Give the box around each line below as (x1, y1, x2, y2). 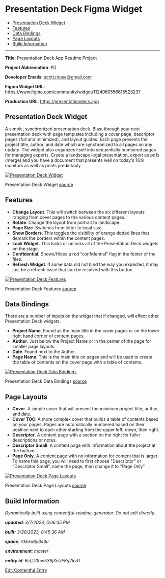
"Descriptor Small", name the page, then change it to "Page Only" (12, 464, 145, 470)
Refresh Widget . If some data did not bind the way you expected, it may (12, 261, 159, 267)
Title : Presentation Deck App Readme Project (5, 55, 97, 61)
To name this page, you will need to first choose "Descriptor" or (12, 458, 141, 464)
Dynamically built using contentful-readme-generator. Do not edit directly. (5, 510, 156, 516)
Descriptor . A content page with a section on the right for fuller (12, 432, 141, 438)
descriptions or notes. (12, 437, 57, 443)
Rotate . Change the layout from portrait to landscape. (12, 219, 121, 225)
